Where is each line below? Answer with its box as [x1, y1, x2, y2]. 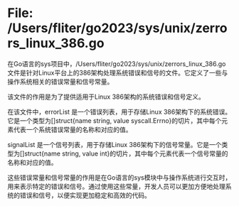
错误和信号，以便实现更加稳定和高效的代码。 [19, 190, 151, 200]
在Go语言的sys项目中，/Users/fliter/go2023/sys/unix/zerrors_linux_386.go [7, 59, 226, 68]
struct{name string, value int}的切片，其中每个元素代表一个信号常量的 [24, 149, 229, 158]
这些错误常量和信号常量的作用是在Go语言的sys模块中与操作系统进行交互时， [7, 173, 232, 182]
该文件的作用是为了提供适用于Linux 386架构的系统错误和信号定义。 [7, 92, 205, 101]
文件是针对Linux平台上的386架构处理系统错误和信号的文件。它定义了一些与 [7, 68, 228, 77]
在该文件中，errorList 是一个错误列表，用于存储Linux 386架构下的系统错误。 [7, 107, 232, 116]
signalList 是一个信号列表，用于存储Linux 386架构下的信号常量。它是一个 [7, 140, 222, 148]
